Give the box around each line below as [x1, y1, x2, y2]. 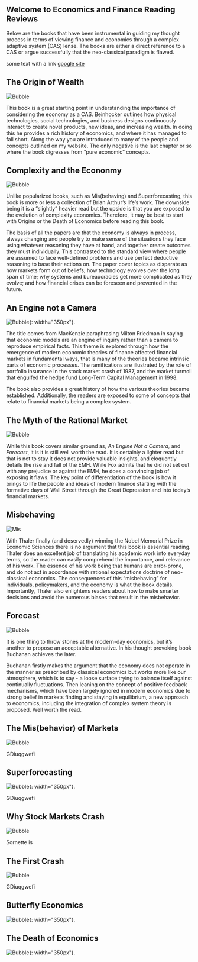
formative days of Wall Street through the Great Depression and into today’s [6, 486, 190, 493]
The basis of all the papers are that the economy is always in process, [6, 229, 177, 236]
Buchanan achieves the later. [6, 650, 77, 657]
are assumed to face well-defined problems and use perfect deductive [6, 254, 178, 262]
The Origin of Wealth [6, 77, 85, 88]
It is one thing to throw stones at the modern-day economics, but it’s [6, 638, 173, 645]
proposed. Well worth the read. [6, 706, 82, 713]
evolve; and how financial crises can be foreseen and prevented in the [6, 279, 177, 286]
